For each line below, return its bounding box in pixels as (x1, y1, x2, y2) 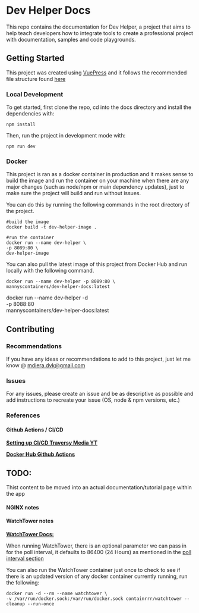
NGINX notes (6, 503, 39, 511)
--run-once (27, 601, 55, 607)
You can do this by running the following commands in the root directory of (6, 201, 190, 208)
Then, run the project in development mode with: (6, 132, 126, 139)
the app (6, 490, 25, 498)
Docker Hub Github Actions (6, 451, 75, 458)
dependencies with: (6, 110, 55, 117)
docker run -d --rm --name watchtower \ (6, 590, 108, 597)
